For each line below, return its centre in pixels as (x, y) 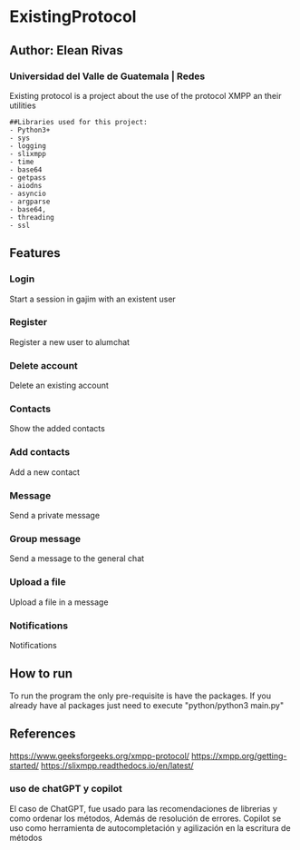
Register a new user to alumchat (69, 341)
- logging (28, 146)
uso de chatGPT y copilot (66, 789)
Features (35, 253)
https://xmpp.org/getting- (239, 756)
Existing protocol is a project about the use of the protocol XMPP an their (145, 95)
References (43, 734)
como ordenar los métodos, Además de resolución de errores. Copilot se (145, 818)
